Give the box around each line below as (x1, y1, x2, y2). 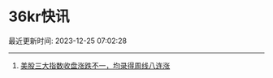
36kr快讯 (8, 7, 70, 26)
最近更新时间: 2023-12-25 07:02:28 (8, 36, 128, 45)
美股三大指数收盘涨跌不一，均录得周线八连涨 (19, 60, 171, 70)
